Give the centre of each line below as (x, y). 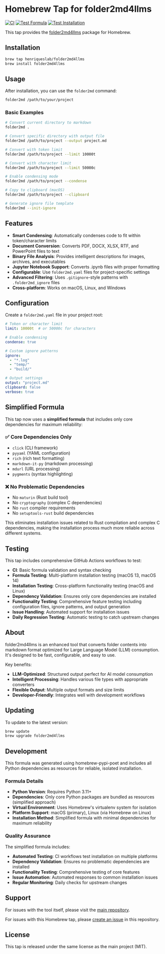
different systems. (23, 533)
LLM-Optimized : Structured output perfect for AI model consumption (82, 674)
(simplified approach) (34, 802)
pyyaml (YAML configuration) (41, 453)
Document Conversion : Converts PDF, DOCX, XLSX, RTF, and (75, 246)
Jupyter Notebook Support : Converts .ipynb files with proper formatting (86, 266)
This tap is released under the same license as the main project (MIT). (76, 947)
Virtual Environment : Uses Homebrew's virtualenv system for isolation (84, 807)
